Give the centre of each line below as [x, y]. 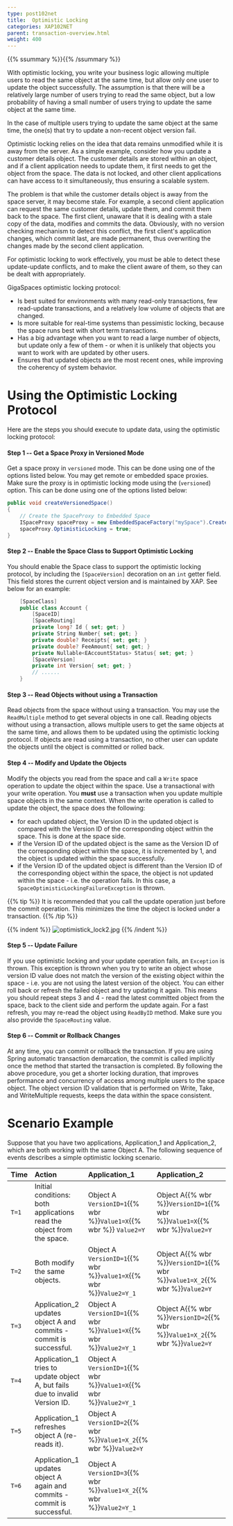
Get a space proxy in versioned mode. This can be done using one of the [111, 468]
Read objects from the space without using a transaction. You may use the [113, 710]
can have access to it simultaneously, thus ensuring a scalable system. [109, 181]
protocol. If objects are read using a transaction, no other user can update [113, 740]
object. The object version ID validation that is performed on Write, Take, [111, 1088]
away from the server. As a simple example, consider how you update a [109, 151]
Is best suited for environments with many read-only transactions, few [117, 301]
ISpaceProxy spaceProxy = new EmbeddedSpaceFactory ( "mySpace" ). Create [124, 522]
